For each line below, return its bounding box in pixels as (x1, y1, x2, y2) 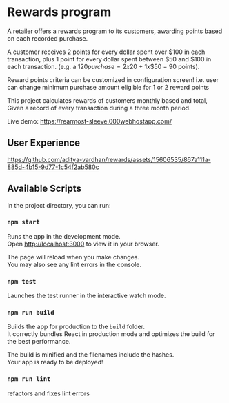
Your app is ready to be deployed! (7, 358, 103, 366)
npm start (7, 218, 40, 226)
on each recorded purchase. (7, 34, 88, 42)
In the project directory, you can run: (7, 201, 111, 209)
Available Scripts (7, 183, 81, 195)
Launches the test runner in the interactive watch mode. (7, 291, 167, 300)
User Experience (7, 137, 81, 149)
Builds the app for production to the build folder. (7, 322, 146, 331)
